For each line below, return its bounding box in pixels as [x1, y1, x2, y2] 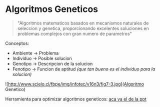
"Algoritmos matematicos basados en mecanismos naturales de [17, 20, 149, 26]
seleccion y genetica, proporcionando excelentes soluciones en [17, 25, 149, 31]
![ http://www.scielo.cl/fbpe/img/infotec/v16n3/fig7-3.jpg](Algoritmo [5, 81, 144, 87]
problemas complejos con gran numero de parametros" [17, 30, 132, 36]
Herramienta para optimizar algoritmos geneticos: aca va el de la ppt [5, 96, 146, 102]
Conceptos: [5, 40, 29, 46]
